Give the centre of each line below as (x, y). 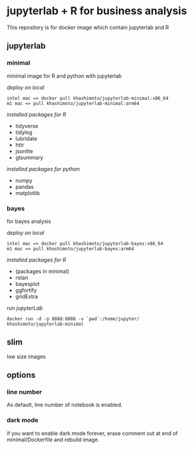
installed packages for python (43, 169)
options (21, 375)
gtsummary (29, 157)
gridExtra (26, 296)
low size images (26, 356)
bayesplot (28, 284)
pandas (25, 187)
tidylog (24, 132)
